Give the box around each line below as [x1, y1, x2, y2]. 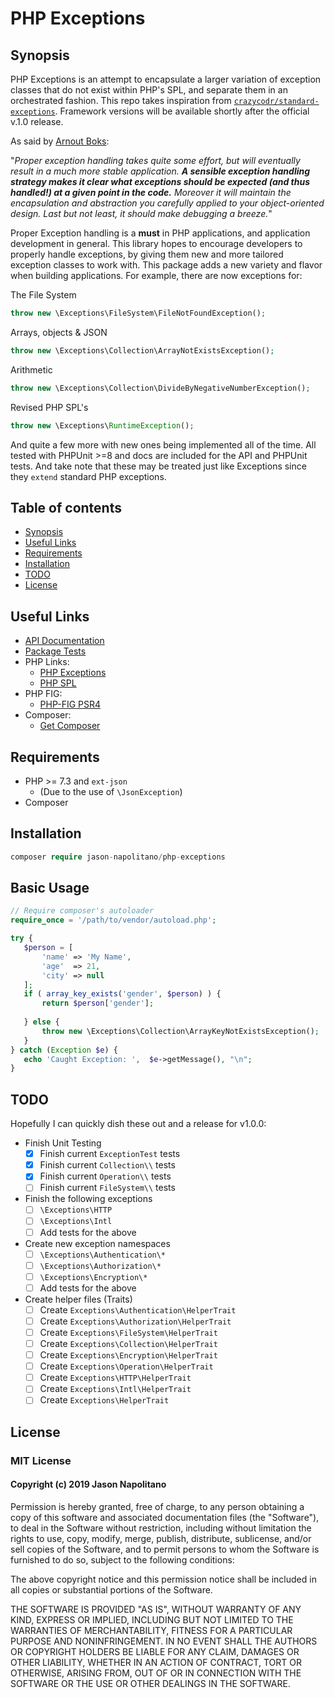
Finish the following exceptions [24, 1193, 153, 1205]
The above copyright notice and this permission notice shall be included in [10, 1573, 317, 1585]
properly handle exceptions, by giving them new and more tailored [10, 248, 284, 260]
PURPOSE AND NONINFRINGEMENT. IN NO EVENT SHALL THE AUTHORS [10, 1635, 318, 1647]
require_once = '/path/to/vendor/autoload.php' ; [10, 915, 217, 926]
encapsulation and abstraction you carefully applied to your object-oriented [10, 197, 325, 209]
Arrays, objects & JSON [10, 326, 108, 338]
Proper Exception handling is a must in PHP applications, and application [10, 227, 311, 239]
